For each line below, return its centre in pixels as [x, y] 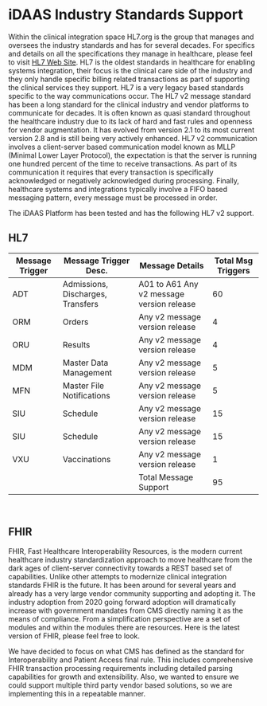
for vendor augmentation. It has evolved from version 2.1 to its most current [132, 130]
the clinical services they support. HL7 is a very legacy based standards [126, 87]
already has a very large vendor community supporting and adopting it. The [132, 593]
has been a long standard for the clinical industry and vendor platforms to [128, 104]
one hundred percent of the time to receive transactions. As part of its [123, 163]
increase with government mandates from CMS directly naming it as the [126, 610]
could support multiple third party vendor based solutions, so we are [120, 685]
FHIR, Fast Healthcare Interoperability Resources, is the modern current [125, 551]
